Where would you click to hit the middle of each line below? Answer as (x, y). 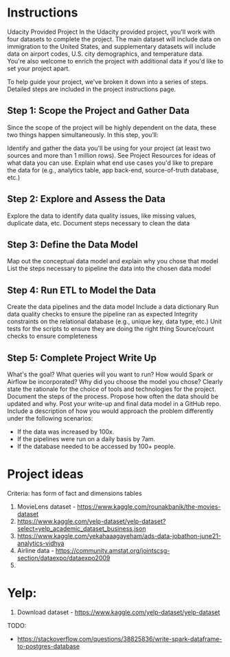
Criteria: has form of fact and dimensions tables (74, 493)
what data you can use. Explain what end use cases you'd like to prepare (110, 163)
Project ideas (45, 474)
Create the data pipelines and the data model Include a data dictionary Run (113, 307)
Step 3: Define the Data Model (73, 244)
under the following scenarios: (50, 418)
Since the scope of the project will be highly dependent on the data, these (112, 127)
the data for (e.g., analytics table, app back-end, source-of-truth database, (113, 170)
